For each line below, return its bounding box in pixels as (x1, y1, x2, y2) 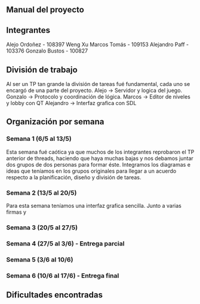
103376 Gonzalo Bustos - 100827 (6, 47, 88, 54)
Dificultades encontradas (6, 290, 103, 300)
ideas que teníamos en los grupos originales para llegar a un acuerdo (6, 167, 177, 174)
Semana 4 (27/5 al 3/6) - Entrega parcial (6, 239, 125, 247)
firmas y (6, 208, 27, 216)
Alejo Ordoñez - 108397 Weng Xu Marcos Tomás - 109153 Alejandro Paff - (6, 41, 189, 48)
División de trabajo (6, 65, 78, 75)
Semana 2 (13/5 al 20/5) (6, 188, 77, 196)
